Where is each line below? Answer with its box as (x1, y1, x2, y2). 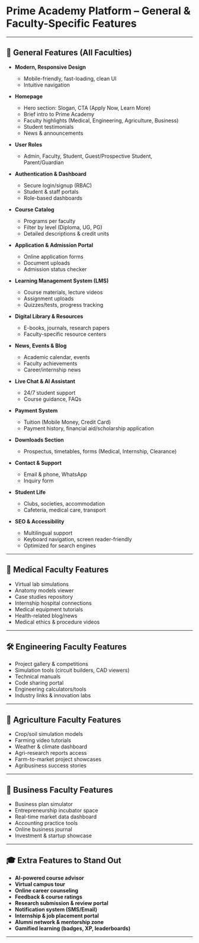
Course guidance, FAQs (23, 395, 82, 402)
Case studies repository (14, 593, 73, 600)
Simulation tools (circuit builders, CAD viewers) (14, 666, 130, 674)
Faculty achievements (23, 360, 78, 367)
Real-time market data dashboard (14, 813, 97, 820)
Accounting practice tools (14, 820, 78, 826)
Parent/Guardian (23, 158, 64, 166)
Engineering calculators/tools (14, 685, 87, 693)
